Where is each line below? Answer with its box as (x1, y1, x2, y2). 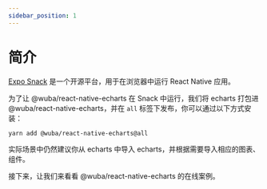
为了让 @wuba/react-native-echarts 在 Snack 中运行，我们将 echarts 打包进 (8, 93, 259, 103)
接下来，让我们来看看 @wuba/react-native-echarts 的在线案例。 (8, 171, 220, 181)
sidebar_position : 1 (8, 11, 78, 20)
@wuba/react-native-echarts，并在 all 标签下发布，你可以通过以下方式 (8, 103, 245, 112)
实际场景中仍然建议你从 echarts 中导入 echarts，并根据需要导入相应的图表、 (8, 144, 261, 154)
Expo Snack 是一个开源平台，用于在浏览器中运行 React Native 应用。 (8, 77, 236, 86)
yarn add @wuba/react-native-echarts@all (8, 129, 149, 137)
